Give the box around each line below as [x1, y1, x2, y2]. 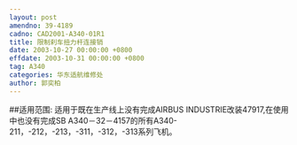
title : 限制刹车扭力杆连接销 [9, 37, 104, 47]
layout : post [9, 12, 58, 22]
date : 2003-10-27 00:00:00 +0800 [9, 46, 133, 55]
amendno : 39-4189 [9, 21, 74, 30]
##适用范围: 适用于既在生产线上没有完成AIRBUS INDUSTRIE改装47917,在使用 [9, 103, 290, 115]
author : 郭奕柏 [9, 79, 61, 88]
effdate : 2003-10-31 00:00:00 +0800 [9, 54, 145, 63]
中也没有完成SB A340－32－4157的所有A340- [9, 115, 177, 126]
